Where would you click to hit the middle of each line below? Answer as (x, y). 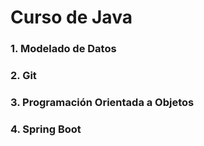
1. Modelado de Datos (63, 49)
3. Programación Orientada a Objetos (102, 102)
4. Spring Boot (46, 129)
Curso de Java (71, 17)
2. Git (23, 76)
